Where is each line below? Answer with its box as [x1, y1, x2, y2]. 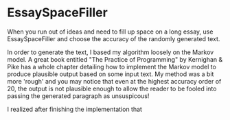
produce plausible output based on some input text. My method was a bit [7, 70, 214, 78]
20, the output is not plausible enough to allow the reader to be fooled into [7, 84, 217, 93]
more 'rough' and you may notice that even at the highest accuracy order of [7, 77, 222, 85]
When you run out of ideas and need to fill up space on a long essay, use [7, 27, 214, 36]
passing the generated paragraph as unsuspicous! [7, 91, 150, 100]
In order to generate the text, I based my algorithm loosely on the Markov [7, 48, 214, 56]
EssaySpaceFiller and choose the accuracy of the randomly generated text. [7, 34, 220, 43]
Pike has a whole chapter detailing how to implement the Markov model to [7, 62, 216, 71]
